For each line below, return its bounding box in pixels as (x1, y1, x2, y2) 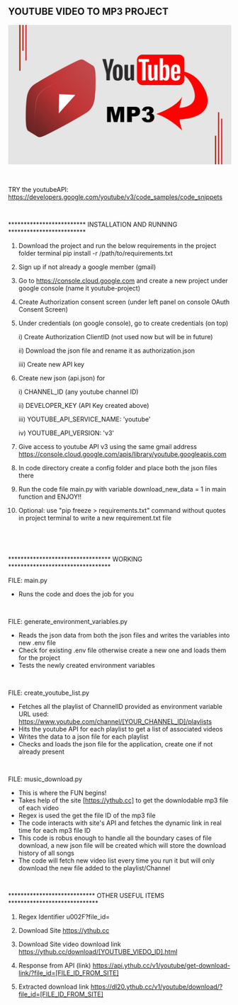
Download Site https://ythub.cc (18, 926, 110, 934)
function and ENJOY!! (18, 492, 82, 501)
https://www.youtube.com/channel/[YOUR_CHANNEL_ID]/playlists (18, 717, 212, 725)
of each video (18, 803, 59, 812)
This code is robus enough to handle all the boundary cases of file (18, 834, 212, 842)
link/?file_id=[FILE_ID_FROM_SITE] (18, 968, 119, 977)
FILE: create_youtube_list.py (8, 688, 90, 697)
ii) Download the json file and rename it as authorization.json (18, 346, 195, 355)
